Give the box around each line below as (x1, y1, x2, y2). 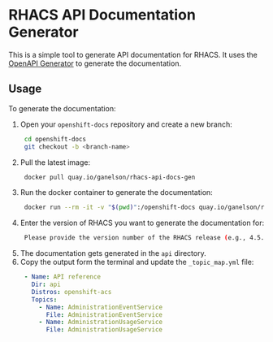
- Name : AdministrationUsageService (38, 318, 163, 327)
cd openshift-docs (24, 135, 87, 143)
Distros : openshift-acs (31, 288, 112, 296)
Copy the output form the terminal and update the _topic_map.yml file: (19, 258, 254, 267)
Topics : (31, 295, 58, 304)
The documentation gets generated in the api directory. (19, 249, 206, 258)
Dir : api (31, 280, 61, 288)
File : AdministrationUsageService (45, 326, 163, 334)
